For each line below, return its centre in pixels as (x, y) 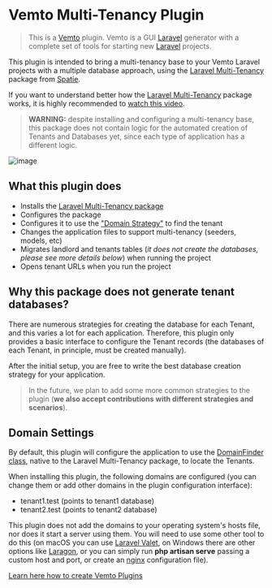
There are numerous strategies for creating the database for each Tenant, (132, 324)
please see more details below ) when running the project (115, 257)
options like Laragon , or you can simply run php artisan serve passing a (129, 551)
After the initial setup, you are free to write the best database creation (125, 365)
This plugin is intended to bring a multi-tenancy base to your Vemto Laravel (134, 62)
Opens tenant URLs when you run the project (96, 266)
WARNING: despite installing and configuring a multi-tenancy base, (141, 119)
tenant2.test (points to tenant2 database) (89, 510)
